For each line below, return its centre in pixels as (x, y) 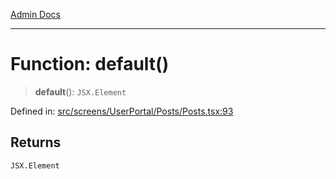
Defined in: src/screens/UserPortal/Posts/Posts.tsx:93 (122, 111)
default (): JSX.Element (80, 91)
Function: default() (90, 64)
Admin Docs (35, 14)
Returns (36, 142)
